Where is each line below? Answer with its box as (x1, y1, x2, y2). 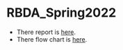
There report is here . (16, 28, 76, 36)
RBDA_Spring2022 (6, 5, 117, 21)
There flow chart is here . (16, 35, 88, 43)
